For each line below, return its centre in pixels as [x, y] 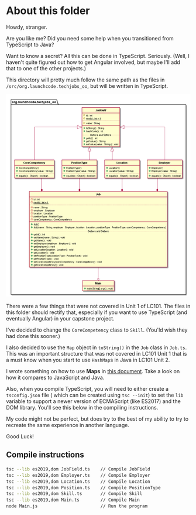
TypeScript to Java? [30, 45]
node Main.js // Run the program [77, 506]
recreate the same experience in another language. [68, 425]
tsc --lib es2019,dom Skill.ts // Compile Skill [74, 494]
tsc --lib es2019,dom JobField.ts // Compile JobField [78, 469]
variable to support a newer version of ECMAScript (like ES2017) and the [94, 401]
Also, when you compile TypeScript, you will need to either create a [87, 389]
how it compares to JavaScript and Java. [55, 378]
